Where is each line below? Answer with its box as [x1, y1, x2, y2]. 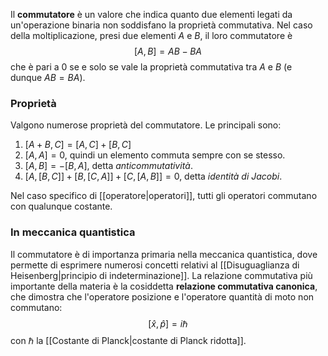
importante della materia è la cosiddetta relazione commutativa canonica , [10, 280, 318, 292]
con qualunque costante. [10, 200, 113, 213]
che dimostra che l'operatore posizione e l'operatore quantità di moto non [10, 290, 315, 303]
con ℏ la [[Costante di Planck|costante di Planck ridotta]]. [10, 334, 247, 346]
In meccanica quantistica [10, 225, 136, 239]
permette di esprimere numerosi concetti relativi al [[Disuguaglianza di [10, 259, 300, 271]
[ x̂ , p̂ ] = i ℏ [148, 317, 188, 329]
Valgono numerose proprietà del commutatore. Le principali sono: [10, 119, 282, 131]
